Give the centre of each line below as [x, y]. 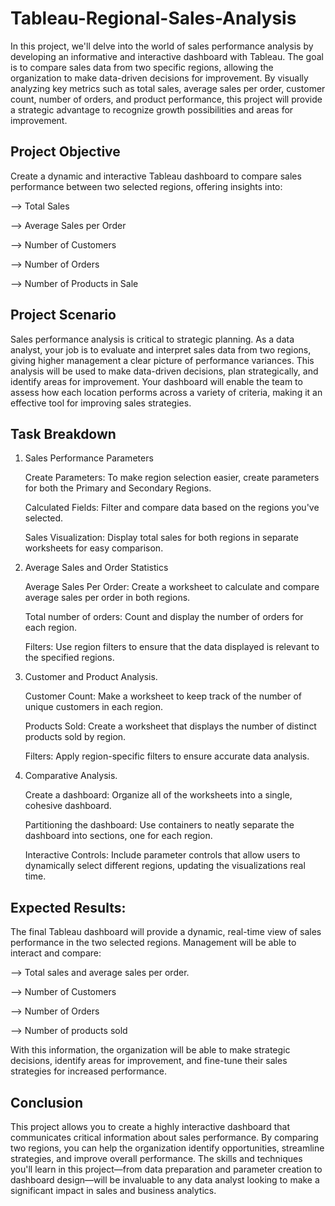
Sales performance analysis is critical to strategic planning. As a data [152, 339]
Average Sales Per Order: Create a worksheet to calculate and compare [172, 587]
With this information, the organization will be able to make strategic [150, 1050]
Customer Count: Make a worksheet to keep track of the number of [163, 696]
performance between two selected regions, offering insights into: [146, 186]
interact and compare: [56, 953]
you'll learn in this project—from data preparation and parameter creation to [166, 1169]
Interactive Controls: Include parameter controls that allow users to [162, 855]
